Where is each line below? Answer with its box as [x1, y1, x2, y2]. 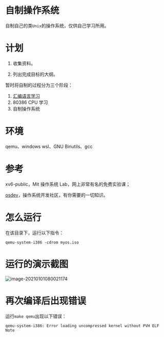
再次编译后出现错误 [5, 295, 87, 307]
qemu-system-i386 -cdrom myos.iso [5, 240, 79, 245]
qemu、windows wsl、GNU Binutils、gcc [5, 143, 93, 149]
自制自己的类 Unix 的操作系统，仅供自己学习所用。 [5, 23, 109, 29]
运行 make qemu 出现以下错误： [5, 313, 67, 319]
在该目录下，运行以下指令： [5, 230, 64, 236]
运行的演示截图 [5, 258, 69, 270]
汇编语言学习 [12, 93, 40, 99]
